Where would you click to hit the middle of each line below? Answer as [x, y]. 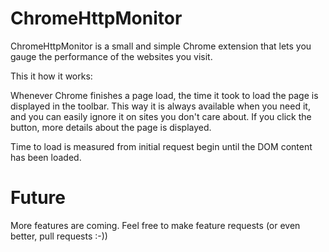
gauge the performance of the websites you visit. [111, 56]
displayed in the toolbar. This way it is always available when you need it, [160, 106]
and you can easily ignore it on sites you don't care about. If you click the [161, 116]
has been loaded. [46, 157]
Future [38, 198]
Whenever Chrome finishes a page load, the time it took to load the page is [164, 95]
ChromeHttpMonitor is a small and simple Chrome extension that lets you [161, 46]
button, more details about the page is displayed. [111, 127]
